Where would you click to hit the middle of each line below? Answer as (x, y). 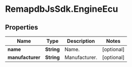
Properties (22, 27)
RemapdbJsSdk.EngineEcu (62, 9)
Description (81, 41)
